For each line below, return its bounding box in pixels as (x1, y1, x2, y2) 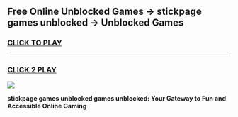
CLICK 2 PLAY (7, 65, 57, 74)
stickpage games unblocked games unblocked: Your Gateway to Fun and (7, 94, 227, 102)
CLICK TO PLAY (7, 38, 62, 48)
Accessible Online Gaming (7, 101, 87, 110)
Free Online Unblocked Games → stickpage (7, 6, 202, 18)
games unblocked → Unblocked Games (7, 17, 184, 29)
